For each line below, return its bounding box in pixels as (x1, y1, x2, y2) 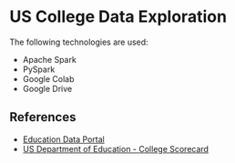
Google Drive (22, 83, 73, 94)
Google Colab (22, 73, 75, 84)
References (9, 109, 77, 125)
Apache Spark (22, 54, 77, 65)
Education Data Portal (22, 134, 105, 145)
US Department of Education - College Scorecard (22, 143, 209, 154)
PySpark (22, 64, 56, 75)
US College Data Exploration (9, 6, 228, 27)
